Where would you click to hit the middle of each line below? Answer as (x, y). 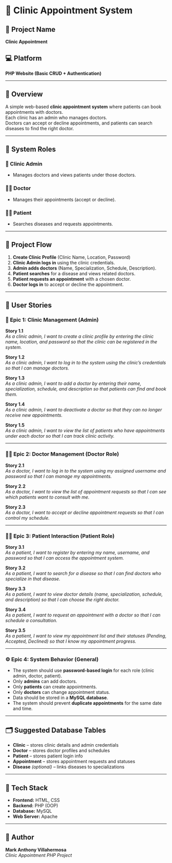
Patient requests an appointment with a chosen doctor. (72, 279)
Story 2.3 (15, 507)
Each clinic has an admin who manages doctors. (56, 117)
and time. (23, 709)
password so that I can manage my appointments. (59, 476)
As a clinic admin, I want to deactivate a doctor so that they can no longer (84, 410)
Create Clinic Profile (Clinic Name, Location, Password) (71, 257)
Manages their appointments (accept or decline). (64, 199)
